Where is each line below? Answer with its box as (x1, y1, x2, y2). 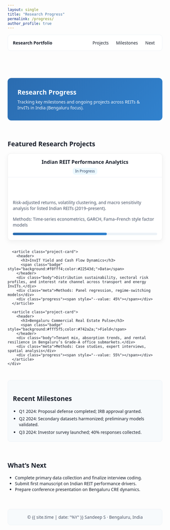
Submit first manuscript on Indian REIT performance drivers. (14, 480, 137, 487)
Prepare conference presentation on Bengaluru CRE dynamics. (14, 486, 141, 493)
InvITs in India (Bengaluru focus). (17, 104, 84, 111)
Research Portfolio (13, 40, 53, 46)
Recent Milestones (13, 394, 72, 404)
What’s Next (7, 461, 47, 470)
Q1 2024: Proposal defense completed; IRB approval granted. (19, 408, 142, 414)
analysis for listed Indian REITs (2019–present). (13, 205, 107, 212)
